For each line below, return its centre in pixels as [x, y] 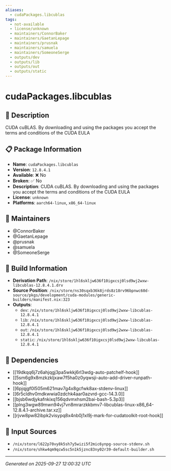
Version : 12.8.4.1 [32, 169]
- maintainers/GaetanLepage [40, 39]
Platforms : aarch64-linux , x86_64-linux [54, 202]
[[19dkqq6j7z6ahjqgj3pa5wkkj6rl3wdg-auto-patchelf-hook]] [76, 372]
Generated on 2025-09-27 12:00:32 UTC [48, 464]
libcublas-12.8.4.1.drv [38, 286]
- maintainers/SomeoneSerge [40, 52]
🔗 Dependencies [32, 360]
